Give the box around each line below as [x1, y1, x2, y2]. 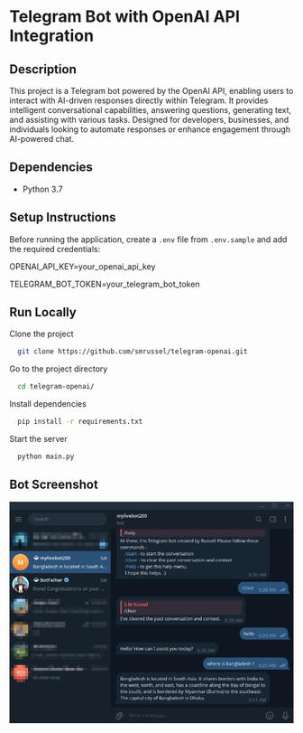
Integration [9, 25, 95, 46]
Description [9, 61, 77, 77]
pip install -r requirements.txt [17, 418, 143, 427]
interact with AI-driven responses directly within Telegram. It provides [9, 95, 269, 106]
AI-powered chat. [9, 134, 75, 144]
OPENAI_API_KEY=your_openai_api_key [9, 260, 156, 272]
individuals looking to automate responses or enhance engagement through [9, 124, 291, 135]
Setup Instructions [9, 210, 116, 225]
